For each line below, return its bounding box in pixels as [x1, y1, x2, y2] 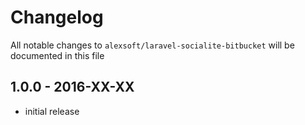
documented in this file [10, 49, 105, 61]
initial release [24, 105, 80, 117]
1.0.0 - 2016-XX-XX [10, 79, 135, 96]
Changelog [10, 6, 104, 29]
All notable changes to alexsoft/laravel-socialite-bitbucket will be [10, 39, 295, 51]
